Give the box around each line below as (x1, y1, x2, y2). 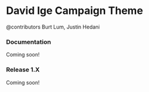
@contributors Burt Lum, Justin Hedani (6, 23, 101, 30)
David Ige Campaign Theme (6, 4, 143, 17)
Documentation (6, 38, 51, 46)
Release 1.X (6, 66, 40, 74)
